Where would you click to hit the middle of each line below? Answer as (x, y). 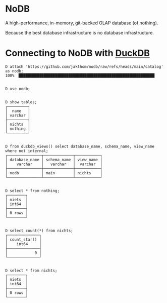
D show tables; (21, 102)
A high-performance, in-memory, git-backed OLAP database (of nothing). (82, 23)
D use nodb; (18, 89)
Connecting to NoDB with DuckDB (78, 53)
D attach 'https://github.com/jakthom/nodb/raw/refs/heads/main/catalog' (85, 66)
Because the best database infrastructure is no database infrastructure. (80, 32)
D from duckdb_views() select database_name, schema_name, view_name (80, 146)
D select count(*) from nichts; (39, 231)
